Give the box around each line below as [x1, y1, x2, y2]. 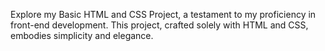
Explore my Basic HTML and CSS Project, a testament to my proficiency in [10, 9, 317, 20]
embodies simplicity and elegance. [10, 30, 154, 41]
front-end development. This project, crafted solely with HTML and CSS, [10, 19, 309, 31]
